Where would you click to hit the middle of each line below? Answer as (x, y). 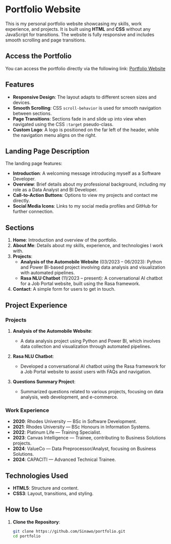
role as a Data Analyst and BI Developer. (55, 190)
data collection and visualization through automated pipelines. (86, 346)
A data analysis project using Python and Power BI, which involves (90, 341)
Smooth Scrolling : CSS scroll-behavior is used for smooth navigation (87, 108)
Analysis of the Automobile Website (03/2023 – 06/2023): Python (91, 262)
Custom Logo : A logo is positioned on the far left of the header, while (86, 130)
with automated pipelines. (48, 273)
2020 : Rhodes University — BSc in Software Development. (75, 421)
